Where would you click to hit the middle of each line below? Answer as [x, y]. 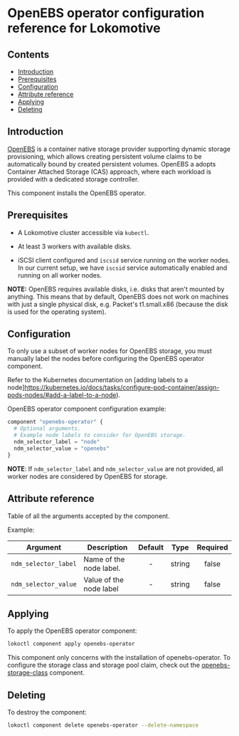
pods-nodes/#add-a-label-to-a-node [62, 395]
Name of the [104, 559]
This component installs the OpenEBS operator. [77, 193]
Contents [28, 54]
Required [212, 547]
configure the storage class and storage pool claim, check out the [104, 665]
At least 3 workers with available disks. [75, 246]
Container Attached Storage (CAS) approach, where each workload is [110, 172]
